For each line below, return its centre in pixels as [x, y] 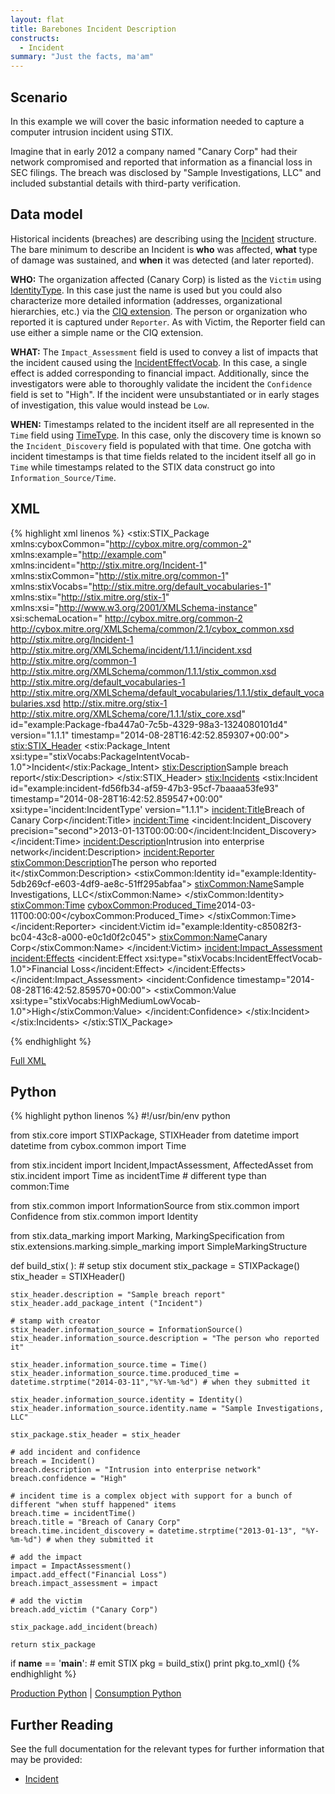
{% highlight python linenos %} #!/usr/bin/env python [120, 1116]
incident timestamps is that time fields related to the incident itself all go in [163, 456]
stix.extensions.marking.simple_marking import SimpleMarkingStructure [159, 1247]
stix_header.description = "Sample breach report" [118, 1295]
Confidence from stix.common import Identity [104, 1217]
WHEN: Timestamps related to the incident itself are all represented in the [162, 424]
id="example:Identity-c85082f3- [234, 926]
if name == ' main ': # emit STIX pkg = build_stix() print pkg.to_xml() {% [155, 1663]
